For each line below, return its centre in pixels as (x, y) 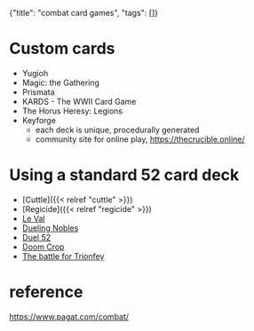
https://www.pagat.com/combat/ (69, 316)
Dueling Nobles (50, 228)
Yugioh (35, 73)
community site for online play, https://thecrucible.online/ (140, 139)
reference (46, 292)
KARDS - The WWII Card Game (79, 101)
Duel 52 (36, 237)
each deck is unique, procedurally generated (117, 130)
